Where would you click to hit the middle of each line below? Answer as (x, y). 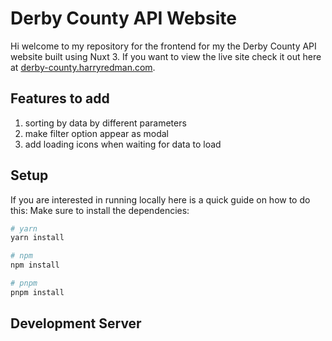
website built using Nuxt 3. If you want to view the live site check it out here (166, 56)
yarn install (37, 238)
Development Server (76, 323)
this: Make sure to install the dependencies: (100, 210)
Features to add (60, 98)
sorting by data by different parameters (105, 123)
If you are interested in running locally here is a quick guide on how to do (160, 199)
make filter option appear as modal (96, 133)
